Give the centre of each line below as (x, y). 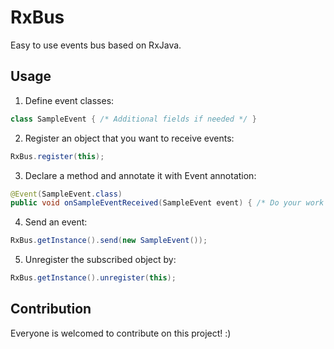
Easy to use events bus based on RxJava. (96, 45)
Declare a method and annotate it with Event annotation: (140, 175)
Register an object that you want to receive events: (129, 138)
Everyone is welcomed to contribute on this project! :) (121, 333)
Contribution (51, 309)
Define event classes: (69, 100)
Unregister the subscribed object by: (100, 260)
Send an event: (56, 222)
